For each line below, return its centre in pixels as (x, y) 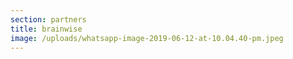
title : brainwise (46, 29)
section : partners (48, 19)
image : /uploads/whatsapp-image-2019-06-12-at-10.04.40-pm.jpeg (147, 38)
